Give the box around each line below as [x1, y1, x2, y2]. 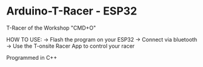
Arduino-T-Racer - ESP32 [6, 4, 138, 18]
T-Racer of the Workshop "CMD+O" [6, 24, 96, 31]
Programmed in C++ [6, 54, 58, 61]
